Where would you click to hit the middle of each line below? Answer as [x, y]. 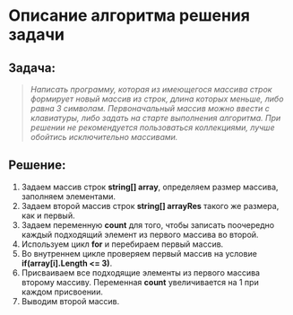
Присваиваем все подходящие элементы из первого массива [141, 272]
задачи [36, 35]
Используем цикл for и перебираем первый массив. [122, 244]
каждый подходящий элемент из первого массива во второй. [140, 234]
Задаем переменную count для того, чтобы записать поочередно [148, 224]
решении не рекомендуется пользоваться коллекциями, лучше [152, 127]
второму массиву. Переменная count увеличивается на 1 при [140, 282]
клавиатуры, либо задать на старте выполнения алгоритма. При [155, 118]
